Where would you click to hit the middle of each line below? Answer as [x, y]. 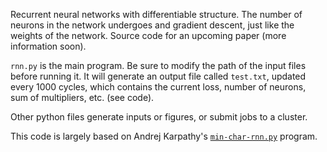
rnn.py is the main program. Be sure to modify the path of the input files [158, 65]
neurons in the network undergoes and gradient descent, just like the [152, 25]
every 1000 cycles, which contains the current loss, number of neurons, [158, 87]
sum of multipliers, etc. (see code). [82, 97]
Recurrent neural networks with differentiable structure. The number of [156, 14]
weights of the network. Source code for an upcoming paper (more [148, 35]
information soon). [48, 46]
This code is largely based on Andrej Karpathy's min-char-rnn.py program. [164, 136]
